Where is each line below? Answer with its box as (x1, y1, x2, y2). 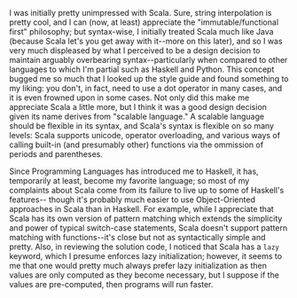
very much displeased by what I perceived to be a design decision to (9, 45, 261, 56)
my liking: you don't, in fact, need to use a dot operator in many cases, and (9, 83, 283, 93)
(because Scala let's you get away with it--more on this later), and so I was (9, 35, 283, 46)
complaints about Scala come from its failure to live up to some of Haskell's (9, 185, 285, 195)
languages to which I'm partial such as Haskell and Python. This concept (9, 64, 275, 74)
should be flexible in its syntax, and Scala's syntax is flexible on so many (9, 121, 275, 131)
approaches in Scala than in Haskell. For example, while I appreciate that (9, 204, 275, 214)
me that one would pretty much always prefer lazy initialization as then (9, 261, 268, 271)
